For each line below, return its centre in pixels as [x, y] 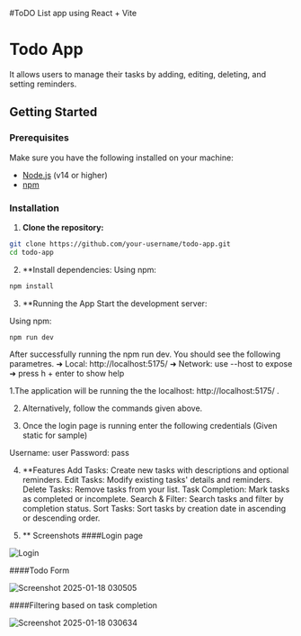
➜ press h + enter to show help [67, 374]
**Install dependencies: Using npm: [89, 269]
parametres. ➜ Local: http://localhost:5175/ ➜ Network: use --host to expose [151, 364]
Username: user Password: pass [70, 453]
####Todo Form [40, 570]
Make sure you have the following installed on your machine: [121, 158]
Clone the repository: [63, 227]
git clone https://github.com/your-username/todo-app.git [120, 244]
